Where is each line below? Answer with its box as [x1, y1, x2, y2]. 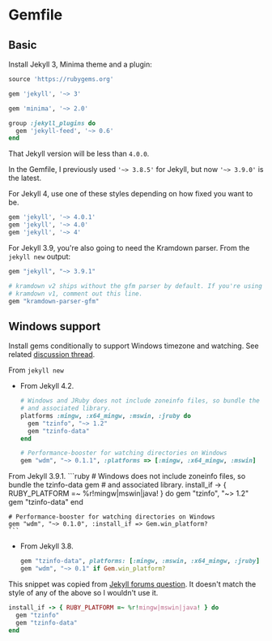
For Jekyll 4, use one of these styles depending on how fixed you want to [8, 189, 253, 199]
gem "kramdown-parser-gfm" [8, 297, 100, 305]
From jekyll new [8, 365, 65, 375]
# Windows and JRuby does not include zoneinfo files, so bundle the [19, 397, 261, 405]
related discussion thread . [8, 350, 96, 359]
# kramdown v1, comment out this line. [8, 290, 143, 298]
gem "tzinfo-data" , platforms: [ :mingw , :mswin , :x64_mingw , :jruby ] [19, 557, 261, 566]
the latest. [8, 173, 42, 183]
